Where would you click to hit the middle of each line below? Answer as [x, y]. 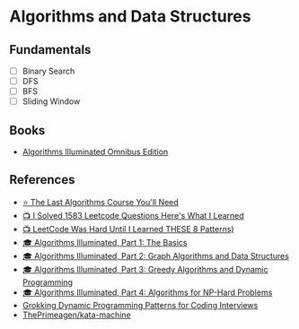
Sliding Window [51, 101]
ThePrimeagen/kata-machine [77, 315]
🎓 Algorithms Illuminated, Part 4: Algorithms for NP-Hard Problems [147, 292]
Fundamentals [50, 50]
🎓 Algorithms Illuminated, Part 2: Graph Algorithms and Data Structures [156, 255]
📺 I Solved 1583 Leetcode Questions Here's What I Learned [133, 215]
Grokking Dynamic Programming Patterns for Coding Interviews [140, 305]
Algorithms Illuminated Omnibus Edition [95, 152]
